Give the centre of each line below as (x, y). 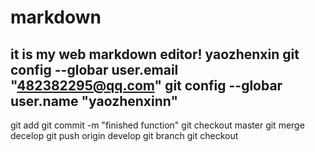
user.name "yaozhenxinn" (94, 101)
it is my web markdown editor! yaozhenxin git (155, 54)
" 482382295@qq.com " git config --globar (146, 85)
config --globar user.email (94, 69)
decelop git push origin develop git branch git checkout (124, 135)
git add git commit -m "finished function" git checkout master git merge (157, 125)
